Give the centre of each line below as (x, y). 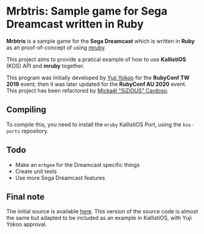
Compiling (26, 110)
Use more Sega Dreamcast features (60, 177)
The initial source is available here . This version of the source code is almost (102, 211)
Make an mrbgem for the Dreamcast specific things (77, 165)
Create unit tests (36, 171)
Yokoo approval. (27, 224)
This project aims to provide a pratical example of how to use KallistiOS (97, 59)
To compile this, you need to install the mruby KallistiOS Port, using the (94, 124)
